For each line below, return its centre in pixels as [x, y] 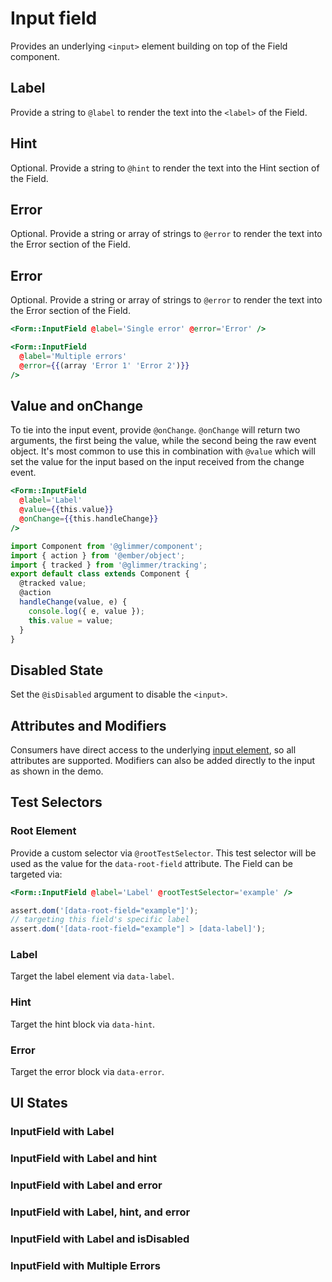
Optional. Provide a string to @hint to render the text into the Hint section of [165, 168]
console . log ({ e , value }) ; [86, 611]
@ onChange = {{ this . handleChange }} [89, 519]
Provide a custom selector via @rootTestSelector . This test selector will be [163, 853]
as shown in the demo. [57, 771]
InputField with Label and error [86, 1185]
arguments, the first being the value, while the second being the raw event [163, 441]
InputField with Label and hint [83, 1159]
